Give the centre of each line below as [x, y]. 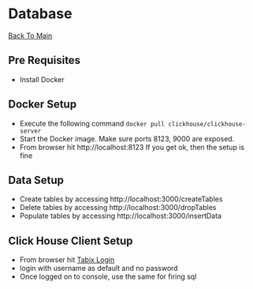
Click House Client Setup [71, 240]
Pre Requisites [45, 60]
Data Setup [36, 180]
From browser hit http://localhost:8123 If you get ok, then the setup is [132, 147]
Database [40, 14]
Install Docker [42, 79]
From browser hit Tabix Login [67, 260]
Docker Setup [43, 105]
